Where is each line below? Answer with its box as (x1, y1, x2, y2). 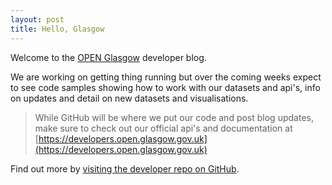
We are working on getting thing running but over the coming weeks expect (10, 71, 322, 83)
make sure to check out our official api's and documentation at (34, 122, 293, 134)
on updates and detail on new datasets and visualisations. (10, 92, 249, 104)
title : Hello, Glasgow (10, 24, 105, 34)
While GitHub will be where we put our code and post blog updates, (34, 111, 314, 123)
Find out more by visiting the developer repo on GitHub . (10, 162, 240, 175)
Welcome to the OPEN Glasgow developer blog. (10, 51, 207, 63)
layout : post (10, 14, 65, 25)
